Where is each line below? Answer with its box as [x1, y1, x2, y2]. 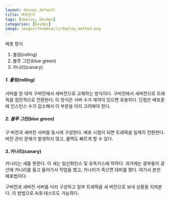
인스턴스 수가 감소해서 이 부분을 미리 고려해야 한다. [10, 103, 111, 109]
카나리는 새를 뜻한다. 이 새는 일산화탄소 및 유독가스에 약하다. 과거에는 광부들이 [5, 160, 160, 167]
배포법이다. [5, 173, 27, 179]
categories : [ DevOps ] [5, 21, 51, 27]
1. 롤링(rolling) [5, 76, 35, 83]
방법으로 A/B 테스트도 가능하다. [17, 190, 80, 196]
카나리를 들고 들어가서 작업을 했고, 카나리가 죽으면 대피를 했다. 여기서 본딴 [14, 167, 161, 173]
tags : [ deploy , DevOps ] [5, 17, 56, 22]
